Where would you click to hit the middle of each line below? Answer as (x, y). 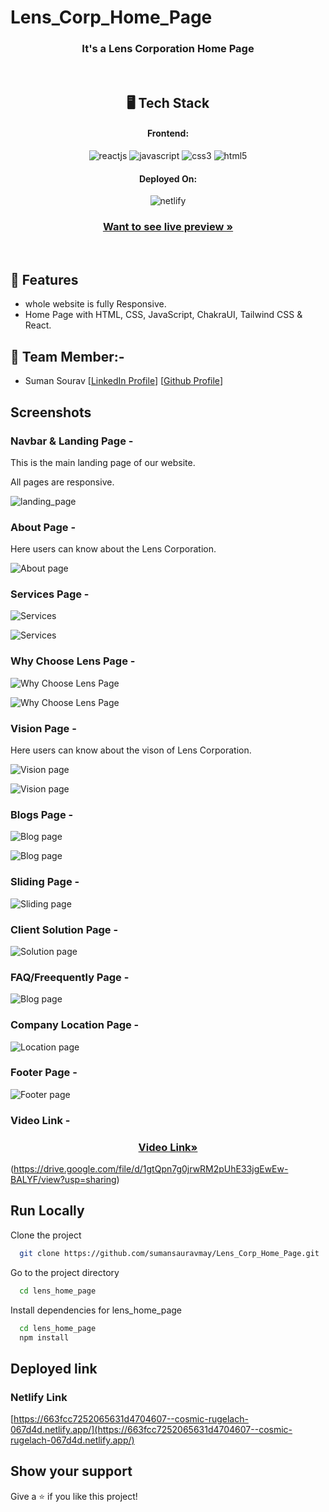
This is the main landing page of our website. (103, 462)
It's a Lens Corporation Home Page (168, 49)
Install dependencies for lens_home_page (96, 1310)
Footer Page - (44, 1073)
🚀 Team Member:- (67, 356)
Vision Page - (43, 728)
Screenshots (51, 412)
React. (38, 325)
